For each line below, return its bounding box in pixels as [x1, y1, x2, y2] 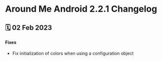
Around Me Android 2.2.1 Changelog [5, 3, 157, 15]
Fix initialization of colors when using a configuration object [12, 50, 134, 56]
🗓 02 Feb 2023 [5, 23, 52, 32]
